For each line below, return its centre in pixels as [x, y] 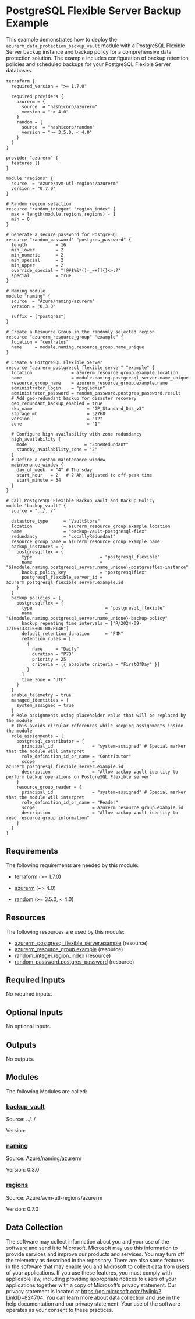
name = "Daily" [56, 649]
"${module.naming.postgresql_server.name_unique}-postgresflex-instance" [97, 567]
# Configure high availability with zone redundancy [77, 434]
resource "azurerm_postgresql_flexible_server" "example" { [81, 367]
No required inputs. [29, 994]
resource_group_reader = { [49, 787]
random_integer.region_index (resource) [63, 955]
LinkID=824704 [25, 1297]
